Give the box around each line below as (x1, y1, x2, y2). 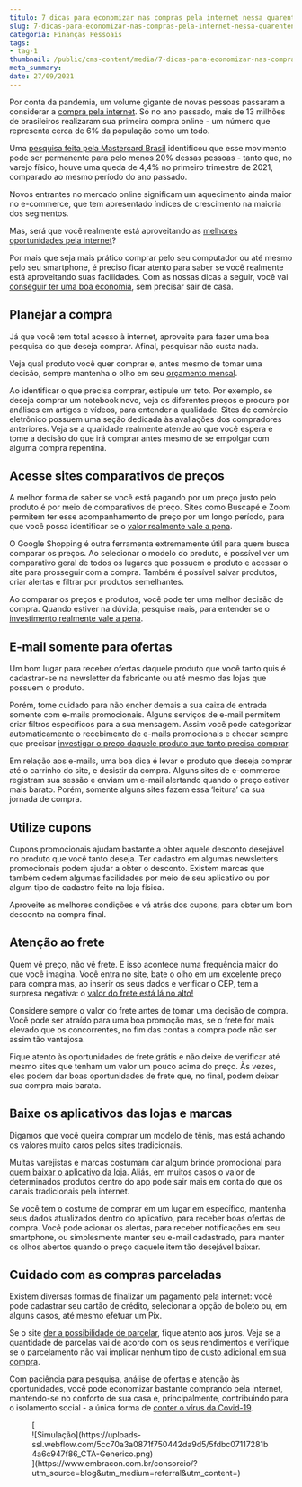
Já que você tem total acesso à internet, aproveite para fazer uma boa (9, 330, 270, 342)
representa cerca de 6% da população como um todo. (9, 125, 210, 136)
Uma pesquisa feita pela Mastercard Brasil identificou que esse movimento (9, 142, 287, 153)
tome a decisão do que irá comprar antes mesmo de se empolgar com (9, 433, 270, 444)
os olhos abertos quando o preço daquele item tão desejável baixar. (9, 1241, 261, 1252)
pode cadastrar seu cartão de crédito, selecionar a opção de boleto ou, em (9, 1301, 288, 1311)
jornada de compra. (9, 794, 83, 805)
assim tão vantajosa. (9, 1033, 85, 1044)
